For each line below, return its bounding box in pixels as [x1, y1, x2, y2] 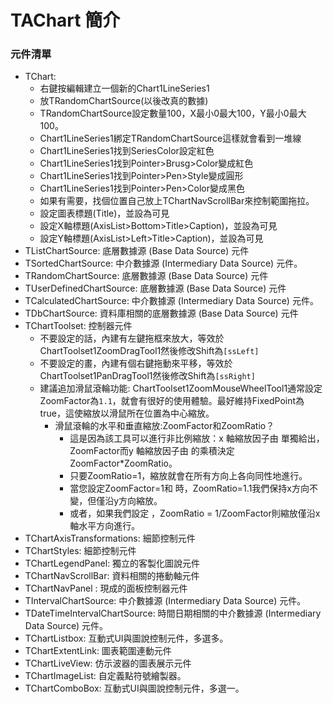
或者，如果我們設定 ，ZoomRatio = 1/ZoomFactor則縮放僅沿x [69, 507, 321, 520]
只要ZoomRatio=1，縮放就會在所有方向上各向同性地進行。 [69, 470, 308, 482]
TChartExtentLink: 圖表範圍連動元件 [24, 645, 172, 657]
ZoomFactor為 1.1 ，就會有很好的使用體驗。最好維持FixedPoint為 [39, 395, 305, 407]
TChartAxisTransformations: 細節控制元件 [24, 532, 196, 545]
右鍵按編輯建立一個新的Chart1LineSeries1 [39, 82, 210, 95]
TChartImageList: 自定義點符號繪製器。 [24, 670, 187, 682]
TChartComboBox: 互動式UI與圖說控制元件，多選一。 [24, 682, 245, 695]
